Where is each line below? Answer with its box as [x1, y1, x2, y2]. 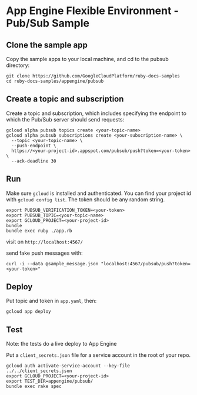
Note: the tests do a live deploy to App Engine [6, 340, 117, 347]
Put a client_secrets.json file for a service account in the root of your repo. [6, 352, 191, 359]
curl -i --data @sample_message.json [6, 261, 99, 266]
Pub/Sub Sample [6, 16, 90, 30]
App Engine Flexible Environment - [6, 4, 179, 18]
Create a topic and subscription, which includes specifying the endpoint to [6, 110, 187, 117]
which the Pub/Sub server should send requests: [6, 116, 125, 123]
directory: [6, 62, 30, 69]
